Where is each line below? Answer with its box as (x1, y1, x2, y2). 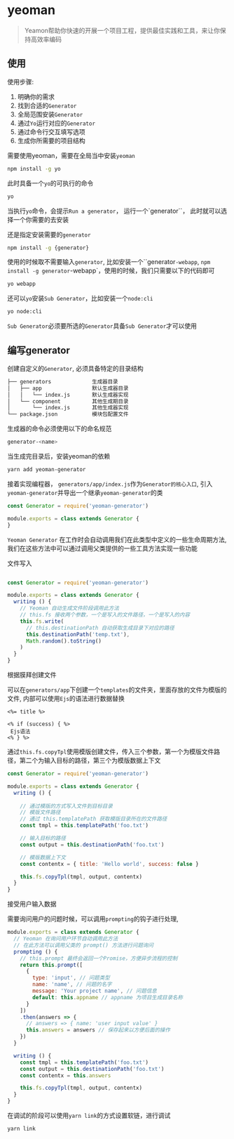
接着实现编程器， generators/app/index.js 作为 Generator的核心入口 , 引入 (7, 480, 213, 488)
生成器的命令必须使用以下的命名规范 (7, 424, 112, 433)
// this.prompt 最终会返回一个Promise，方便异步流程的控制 (20, 954, 178, 962)
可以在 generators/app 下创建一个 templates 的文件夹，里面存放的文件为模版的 (7, 685, 227, 694)
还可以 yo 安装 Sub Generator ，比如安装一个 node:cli (7, 294, 153, 303)
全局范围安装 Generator (17, 110, 83, 118)
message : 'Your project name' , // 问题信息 (32, 987, 158, 995)
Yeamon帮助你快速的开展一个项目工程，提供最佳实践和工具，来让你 (24, 26, 221, 34)
